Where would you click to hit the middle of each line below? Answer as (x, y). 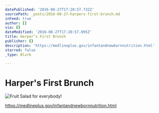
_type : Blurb (18, 55)
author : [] (16, 23)
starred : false (20, 50)
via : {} (13, 28)
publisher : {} (19, 41)
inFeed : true (18, 18)
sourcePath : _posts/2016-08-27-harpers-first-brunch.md (63, 14)
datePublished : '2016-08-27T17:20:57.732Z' (50, 9)
